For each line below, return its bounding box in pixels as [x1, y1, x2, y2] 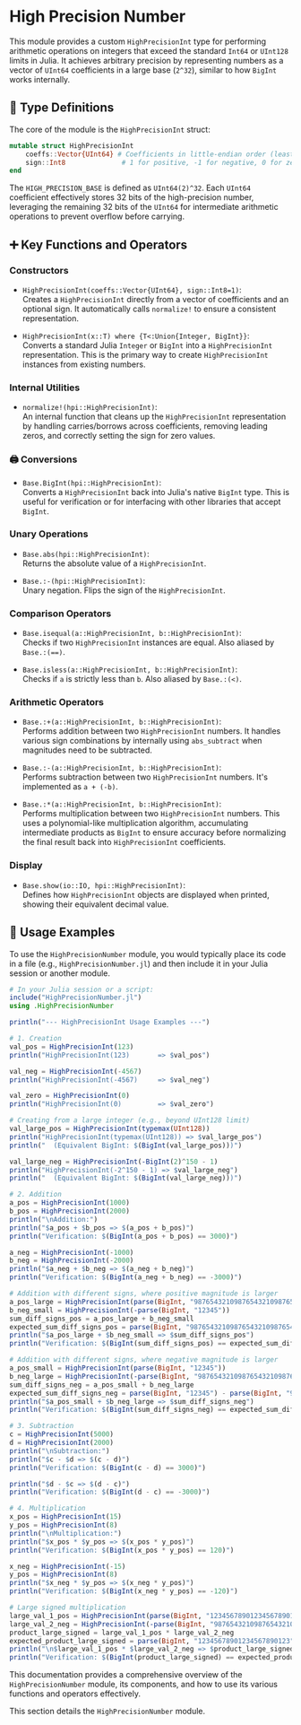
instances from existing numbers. [21, 359, 146, 370]
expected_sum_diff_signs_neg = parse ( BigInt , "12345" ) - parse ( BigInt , [9, 1389, 282, 1398]
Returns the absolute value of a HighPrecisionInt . [21, 558, 207, 569]
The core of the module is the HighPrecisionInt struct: [9, 124, 211, 135]
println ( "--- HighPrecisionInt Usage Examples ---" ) [9, 1018, 211, 1027]
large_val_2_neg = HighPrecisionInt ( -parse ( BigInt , [9, 1619, 206, 1629]
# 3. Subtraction [9, 1422, 74, 1431]
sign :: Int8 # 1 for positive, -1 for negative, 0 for [25, 158, 282, 167]
